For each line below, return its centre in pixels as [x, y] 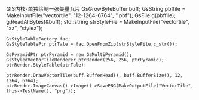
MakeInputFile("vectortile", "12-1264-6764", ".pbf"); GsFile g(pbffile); [91, 15]
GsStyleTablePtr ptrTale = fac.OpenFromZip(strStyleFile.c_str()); [92, 44]
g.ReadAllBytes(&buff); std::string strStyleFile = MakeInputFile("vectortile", [98, 22]
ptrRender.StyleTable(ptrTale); [46, 65]
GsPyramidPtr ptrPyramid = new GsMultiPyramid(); [69, 55]
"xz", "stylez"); [25, 28]
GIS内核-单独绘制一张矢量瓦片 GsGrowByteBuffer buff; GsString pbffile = [96, 9]
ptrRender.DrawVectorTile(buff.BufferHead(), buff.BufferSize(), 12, [95, 76]
